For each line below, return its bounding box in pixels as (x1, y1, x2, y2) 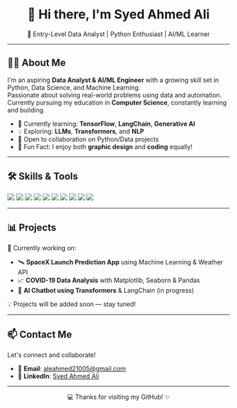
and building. (7, 105, 46, 114)
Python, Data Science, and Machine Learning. (7, 83, 141, 91)
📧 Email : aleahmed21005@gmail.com (17, 364, 126, 373)
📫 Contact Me (7, 328, 73, 340)
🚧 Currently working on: (7, 244, 77, 252)
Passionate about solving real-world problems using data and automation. (7, 91, 222, 99)
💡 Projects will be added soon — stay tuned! (7, 300, 136, 308)
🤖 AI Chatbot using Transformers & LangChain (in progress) (17, 286, 195, 295)
